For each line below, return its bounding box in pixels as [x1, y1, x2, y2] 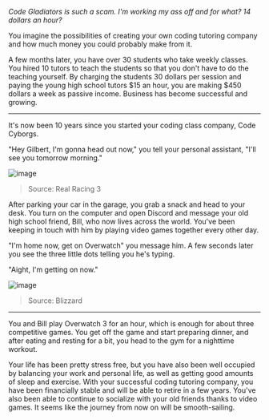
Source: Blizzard [27, 296, 82, 305]
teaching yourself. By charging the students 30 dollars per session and [8, 72, 242, 81]
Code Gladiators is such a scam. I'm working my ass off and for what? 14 [8, 7, 251, 16]
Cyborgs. [8, 129, 39, 139]
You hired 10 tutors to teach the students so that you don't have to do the [8, 63, 250, 73]
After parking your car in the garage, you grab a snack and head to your [8, 200, 246, 209]
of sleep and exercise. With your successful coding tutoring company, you [8, 377, 254, 386]
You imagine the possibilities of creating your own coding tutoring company [8, 31, 258, 40]
